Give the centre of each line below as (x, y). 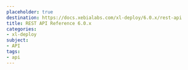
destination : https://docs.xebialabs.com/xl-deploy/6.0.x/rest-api (94, 18)
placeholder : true (30, 12)
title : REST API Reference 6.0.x (49, 23)
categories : (21, 29)
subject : (17, 40)
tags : (13, 52)
